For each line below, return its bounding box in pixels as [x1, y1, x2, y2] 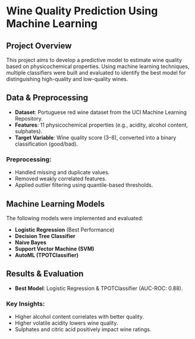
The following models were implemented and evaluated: [6, 214, 144, 221]
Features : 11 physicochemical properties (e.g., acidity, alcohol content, [14, 121, 188, 128]
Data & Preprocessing [6, 93, 89, 103]
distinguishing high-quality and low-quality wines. [6, 76, 128, 82]
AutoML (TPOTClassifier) [14, 251, 79, 258]
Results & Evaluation [6, 269, 84, 279]
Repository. [14, 115, 43, 122]
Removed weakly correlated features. [14, 175, 107, 183]
